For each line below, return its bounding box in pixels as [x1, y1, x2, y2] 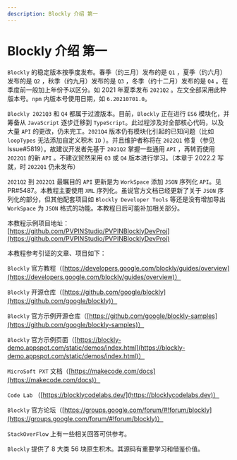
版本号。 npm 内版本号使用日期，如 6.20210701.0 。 [7, 94, 152, 102]
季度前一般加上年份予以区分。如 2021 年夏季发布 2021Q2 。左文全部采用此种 [7, 85, 227, 94]
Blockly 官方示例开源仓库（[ [7, 312, 90, 320]
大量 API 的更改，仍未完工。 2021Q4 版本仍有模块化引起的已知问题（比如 [7, 126, 214, 135]
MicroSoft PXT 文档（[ [7, 367, 72, 375]
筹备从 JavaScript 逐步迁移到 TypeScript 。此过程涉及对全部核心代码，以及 [7, 118, 224, 126]
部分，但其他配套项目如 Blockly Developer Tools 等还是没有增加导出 [25, 195, 226, 204]
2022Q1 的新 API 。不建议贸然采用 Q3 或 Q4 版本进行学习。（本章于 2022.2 [7, 153, 217, 162]
